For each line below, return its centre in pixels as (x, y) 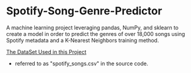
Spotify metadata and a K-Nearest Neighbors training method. (83, 40)
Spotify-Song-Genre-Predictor (84, 11)
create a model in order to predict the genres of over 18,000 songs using (96, 34)
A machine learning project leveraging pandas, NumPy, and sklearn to (92, 28)
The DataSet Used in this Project (46, 51)
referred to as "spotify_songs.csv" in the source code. (81, 63)
